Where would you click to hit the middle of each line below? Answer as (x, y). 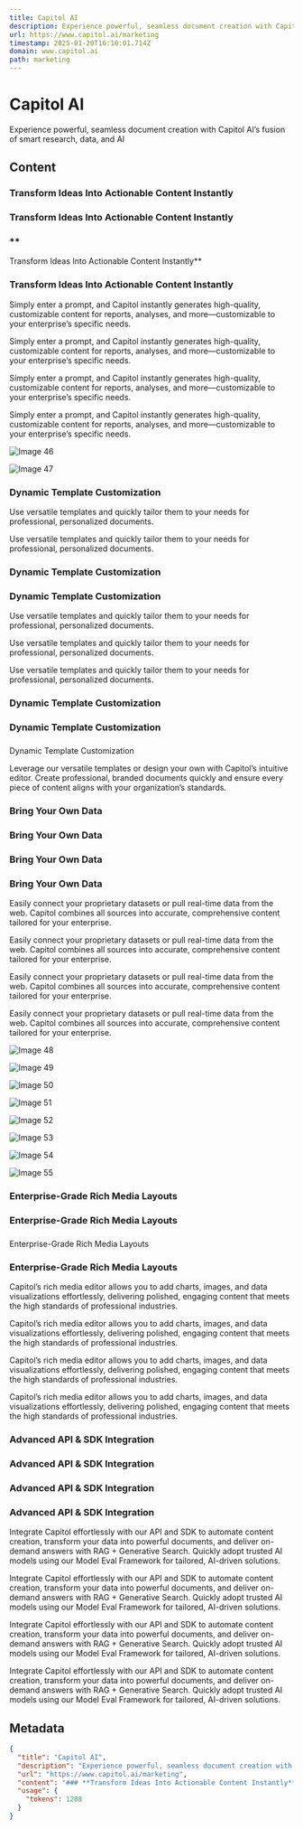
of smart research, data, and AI (67, 139)
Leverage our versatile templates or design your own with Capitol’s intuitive (149, 768)
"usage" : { (38, 1791)
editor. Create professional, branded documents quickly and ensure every (147, 778)
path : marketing (40, 60)
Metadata (37, 1728)
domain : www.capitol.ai (54, 52)
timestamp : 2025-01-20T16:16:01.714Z (80, 43)
